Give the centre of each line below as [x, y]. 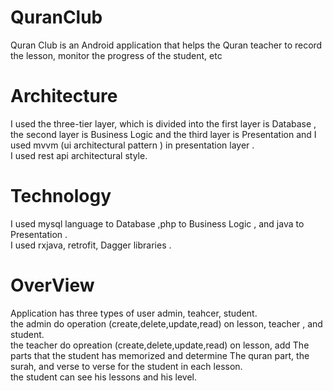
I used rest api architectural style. [79, 155]
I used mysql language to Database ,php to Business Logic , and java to [157, 223]
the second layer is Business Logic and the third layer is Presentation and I [163, 134]
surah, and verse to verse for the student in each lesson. [126, 366]
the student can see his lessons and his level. [104, 377]
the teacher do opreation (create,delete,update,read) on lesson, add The [160, 345]
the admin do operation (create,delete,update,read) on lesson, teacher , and [166, 323]
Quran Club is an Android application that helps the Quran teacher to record [166, 45]
